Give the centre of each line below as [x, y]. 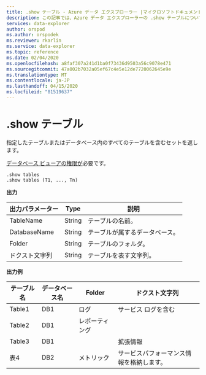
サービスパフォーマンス [152, 353]
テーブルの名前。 [112, 220]
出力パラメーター [34, 209]
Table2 [19, 325]
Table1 [19, 309]
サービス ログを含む [147, 309]
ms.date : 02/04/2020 [33, 58]
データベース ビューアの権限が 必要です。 [58, 163]
